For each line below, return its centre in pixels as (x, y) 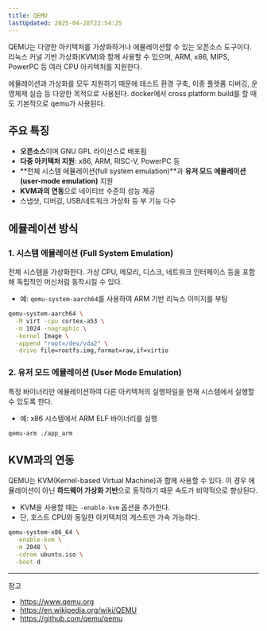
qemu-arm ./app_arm (41, 433)
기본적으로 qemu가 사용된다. (61, 103)
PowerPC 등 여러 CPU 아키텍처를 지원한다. (75, 66)
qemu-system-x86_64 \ (44, 532)
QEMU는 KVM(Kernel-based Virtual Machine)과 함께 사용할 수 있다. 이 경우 (128, 481)
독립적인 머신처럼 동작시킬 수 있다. (70, 282)
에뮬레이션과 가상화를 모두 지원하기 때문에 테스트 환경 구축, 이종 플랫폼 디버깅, (129, 83)
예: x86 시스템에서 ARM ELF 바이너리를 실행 (88, 418)
